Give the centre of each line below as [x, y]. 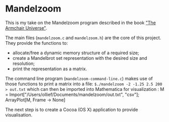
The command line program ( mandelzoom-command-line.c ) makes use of [79, 78]
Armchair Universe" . [26, 28]
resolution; [24, 63]
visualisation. [19, 115]
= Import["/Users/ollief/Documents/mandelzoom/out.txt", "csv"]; [72, 94]
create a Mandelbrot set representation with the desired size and [80, 58]
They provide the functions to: [37, 43]
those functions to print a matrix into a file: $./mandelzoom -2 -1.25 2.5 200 [84, 84]
